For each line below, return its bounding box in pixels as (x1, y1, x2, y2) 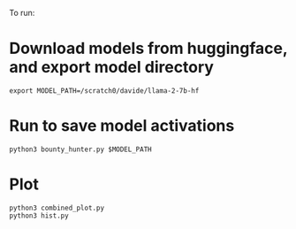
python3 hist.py (9, 211, 69, 220)
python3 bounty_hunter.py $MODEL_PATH (9, 145, 152, 154)
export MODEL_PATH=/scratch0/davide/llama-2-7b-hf (9, 86, 200, 95)
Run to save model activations (9, 116, 235, 136)
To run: (9, 8, 35, 18)
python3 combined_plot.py (9, 203, 104, 212)
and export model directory (9, 57, 215, 78)
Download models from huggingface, (9, 39, 288, 58)
